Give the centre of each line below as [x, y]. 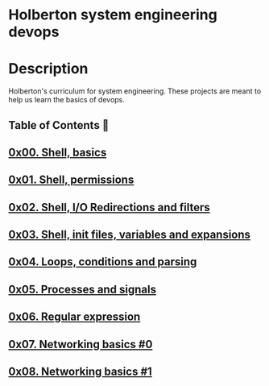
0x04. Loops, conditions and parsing [103, 262]
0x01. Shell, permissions [71, 180]
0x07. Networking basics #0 [81, 344]
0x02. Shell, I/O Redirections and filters [110, 207]
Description [48, 69]
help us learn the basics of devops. [66, 100]
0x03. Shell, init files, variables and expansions [130, 235]
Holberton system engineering [113, 15]
